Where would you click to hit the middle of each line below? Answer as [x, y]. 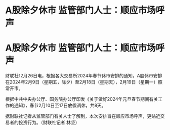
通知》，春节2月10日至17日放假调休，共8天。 [60, 105]
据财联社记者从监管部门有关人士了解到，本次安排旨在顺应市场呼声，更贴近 [83, 116]
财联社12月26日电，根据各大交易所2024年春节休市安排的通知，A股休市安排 [84, 76]
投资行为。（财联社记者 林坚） [49, 122]
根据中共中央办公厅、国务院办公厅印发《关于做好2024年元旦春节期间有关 [82, 99]
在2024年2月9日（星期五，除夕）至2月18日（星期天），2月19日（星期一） [82, 82]
